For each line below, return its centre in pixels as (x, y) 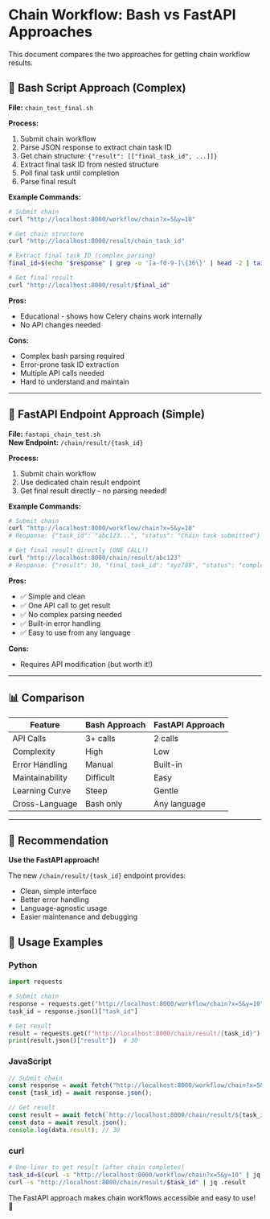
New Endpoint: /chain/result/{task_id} (76, 442)
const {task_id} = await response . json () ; (80, 1093)
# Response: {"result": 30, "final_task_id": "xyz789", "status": (122, 565)
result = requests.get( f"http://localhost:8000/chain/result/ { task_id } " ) (135, 1033)
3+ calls (100, 738)
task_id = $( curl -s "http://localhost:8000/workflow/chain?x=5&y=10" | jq (135, 1175)
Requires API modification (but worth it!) (86, 664)
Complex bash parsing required (72, 356)
